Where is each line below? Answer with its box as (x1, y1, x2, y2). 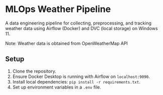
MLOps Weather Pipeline (5, 3, 111, 15)
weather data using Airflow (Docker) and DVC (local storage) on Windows (5, 25, 158, 31)
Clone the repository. (12, 68, 56, 74)
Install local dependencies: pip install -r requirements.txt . (12, 78, 141, 84)
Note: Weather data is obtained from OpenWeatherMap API (5, 40, 128, 46)
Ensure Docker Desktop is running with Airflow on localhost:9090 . (12, 73, 150, 79)
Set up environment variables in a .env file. (12, 84, 102, 90)
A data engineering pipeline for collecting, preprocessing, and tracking (5, 20, 152, 26)
